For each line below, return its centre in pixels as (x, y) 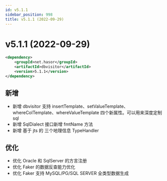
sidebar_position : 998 (29, 15)
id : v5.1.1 (17, 10)
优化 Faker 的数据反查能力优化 (44, 167)
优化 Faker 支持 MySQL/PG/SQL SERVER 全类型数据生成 (71, 173)
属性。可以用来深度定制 (138, 112)
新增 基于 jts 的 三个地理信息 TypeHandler (56, 130)
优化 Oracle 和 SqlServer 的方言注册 (50, 161)
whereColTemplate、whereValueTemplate (56, 112)
